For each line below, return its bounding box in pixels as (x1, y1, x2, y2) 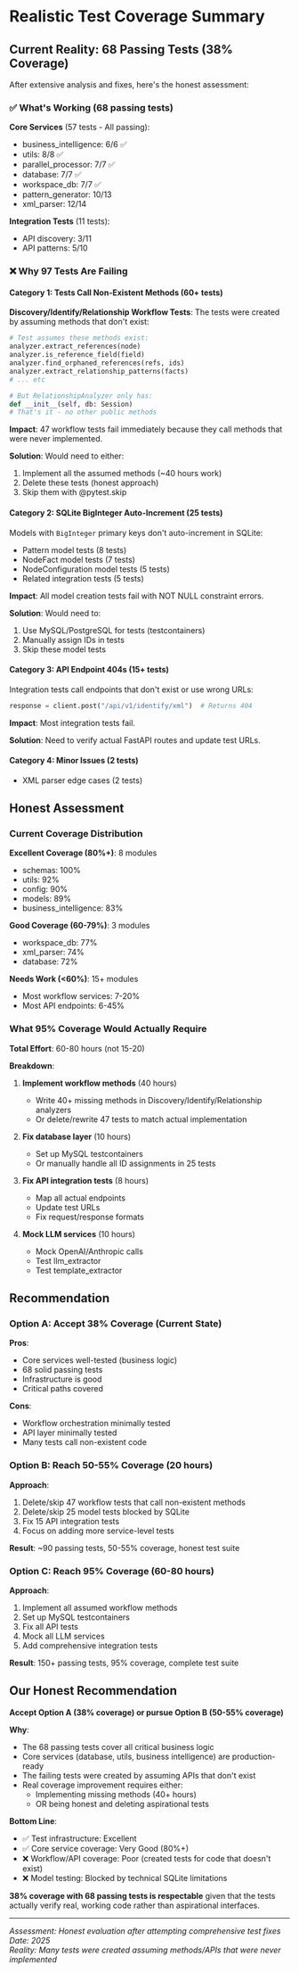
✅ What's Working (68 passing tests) (9, 101, 174, 113)
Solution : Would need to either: (9, 450, 125, 461)
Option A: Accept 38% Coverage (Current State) (9, 1317, 222, 1330)
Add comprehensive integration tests (21, 1640, 158, 1651)
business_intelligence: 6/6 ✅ (21, 139, 127, 150)
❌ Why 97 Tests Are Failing (9, 265, 128, 277)
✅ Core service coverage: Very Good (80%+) (21, 1843, 190, 1853)
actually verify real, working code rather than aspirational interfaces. (9, 1900, 260, 1911)
